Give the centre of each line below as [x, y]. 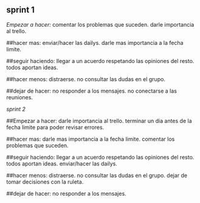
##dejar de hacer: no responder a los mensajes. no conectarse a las [92, 91]
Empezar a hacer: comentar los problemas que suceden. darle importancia [100, 24]
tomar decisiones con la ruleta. [45, 182]
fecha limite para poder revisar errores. [55, 127]
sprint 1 [21, 10]
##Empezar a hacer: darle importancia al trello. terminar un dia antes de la [99, 121]
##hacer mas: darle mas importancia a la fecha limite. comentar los [91, 139]
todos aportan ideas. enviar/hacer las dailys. [62, 164]
